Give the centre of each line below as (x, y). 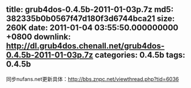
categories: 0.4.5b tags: (140, 55)
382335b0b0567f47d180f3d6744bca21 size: (91, 19)
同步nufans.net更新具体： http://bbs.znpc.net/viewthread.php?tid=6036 (93, 79)
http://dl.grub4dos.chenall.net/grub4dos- (86, 46)
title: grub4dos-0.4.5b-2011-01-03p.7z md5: (90, 10)
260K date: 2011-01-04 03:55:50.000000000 (92, 28)
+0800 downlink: (38, 37)
